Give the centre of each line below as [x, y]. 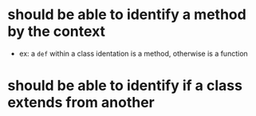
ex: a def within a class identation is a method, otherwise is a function [133, 53]
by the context [56, 31]
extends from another [81, 103]
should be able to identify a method [127, 15]
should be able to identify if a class [125, 86]
